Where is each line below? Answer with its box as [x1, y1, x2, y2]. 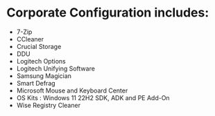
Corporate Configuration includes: [6, 5, 209, 21]
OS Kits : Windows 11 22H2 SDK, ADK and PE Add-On [16, 93, 171, 101]
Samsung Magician [16, 71, 72, 80]
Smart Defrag [16, 79, 56, 87]
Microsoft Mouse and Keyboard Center [16, 86, 128, 95]
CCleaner [16, 35, 44, 43]
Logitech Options [16, 57, 67, 65]
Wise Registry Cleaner [16, 101, 81, 109]
